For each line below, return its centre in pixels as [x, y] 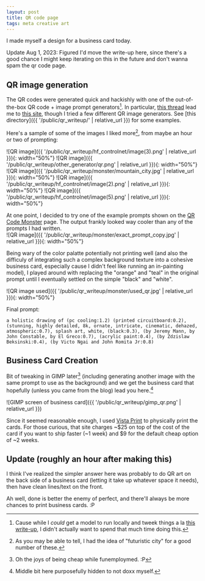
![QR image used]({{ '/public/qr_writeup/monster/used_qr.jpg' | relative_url [100, 290]
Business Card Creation [52, 361]
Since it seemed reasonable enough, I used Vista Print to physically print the [102, 420]
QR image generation [47, 85]
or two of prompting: [32, 139]
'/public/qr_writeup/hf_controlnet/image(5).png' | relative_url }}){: [88, 197]
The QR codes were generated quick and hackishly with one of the [90, 100]
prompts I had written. [34, 228]
